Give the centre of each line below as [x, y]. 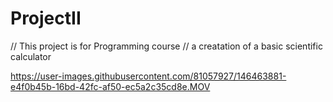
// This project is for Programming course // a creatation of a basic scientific [166, 46]
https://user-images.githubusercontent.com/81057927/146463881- [148, 76]
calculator [31, 56]
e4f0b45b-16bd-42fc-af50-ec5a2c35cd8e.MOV [110, 86]
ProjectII [46, 18]
